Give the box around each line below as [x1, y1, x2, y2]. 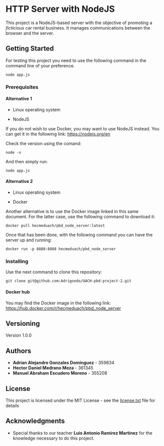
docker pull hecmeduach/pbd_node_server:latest [5, 223, 105, 228]
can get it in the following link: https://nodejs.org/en [5, 131, 110, 137]
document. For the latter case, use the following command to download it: [5, 214, 156, 220]
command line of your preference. [5, 62, 75, 68]
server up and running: [5, 237, 52, 243]
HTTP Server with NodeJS [5, 3, 115, 15]
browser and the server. [5, 30, 54, 36]
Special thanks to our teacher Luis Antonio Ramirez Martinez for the [12, 430, 153, 436]
